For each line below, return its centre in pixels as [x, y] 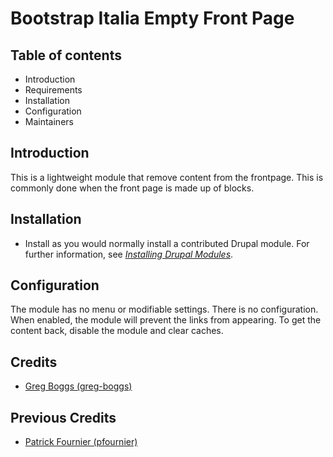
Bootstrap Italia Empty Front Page [152, 18]
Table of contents [66, 55]
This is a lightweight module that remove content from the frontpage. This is [167, 177]
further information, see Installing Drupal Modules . [129, 254]
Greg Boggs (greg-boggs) [78, 386]
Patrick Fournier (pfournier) [81, 442]
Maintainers [49, 121]
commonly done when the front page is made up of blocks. [132, 188]
